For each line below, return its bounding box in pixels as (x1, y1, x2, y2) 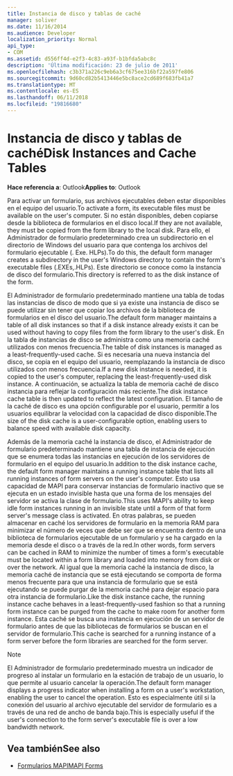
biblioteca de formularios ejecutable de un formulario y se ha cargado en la (7, 533, 222, 542)
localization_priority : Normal (7, 36, 98, 43)
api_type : (7, 42, 36, 49)
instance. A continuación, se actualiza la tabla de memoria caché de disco (7, 379, 219, 388)
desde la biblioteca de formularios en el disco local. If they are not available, (7, 218, 223, 226)
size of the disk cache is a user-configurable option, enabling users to (7, 416, 207, 424)
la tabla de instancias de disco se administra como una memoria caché (7, 335, 210, 344)
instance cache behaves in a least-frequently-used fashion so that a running (7, 600, 225, 608)
